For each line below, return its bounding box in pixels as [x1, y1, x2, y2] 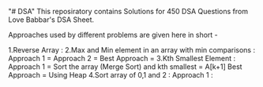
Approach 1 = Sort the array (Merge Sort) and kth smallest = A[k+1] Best [8, 62, 242, 71]
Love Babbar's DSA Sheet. [8, 15, 95, 24]
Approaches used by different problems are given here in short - [8, 31, 219, 39]
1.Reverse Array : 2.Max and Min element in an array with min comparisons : [8, 45, 255, 54]
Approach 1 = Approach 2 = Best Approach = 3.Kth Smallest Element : [8, 54, 236, 63]
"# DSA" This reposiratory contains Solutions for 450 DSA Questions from [8, 7, 249, 16]
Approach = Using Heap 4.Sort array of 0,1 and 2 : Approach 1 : [8, 71, 213, 79]
